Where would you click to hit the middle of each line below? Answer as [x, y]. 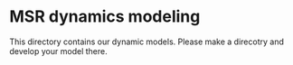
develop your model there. [58, 51]
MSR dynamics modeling [105, 17]
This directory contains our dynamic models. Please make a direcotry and [147, 42]
